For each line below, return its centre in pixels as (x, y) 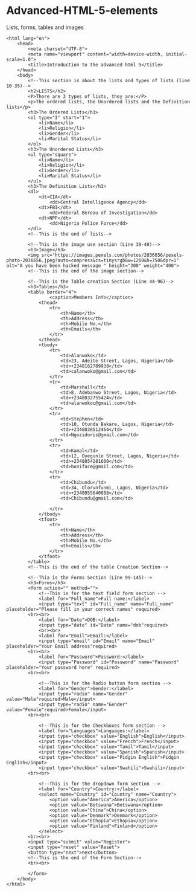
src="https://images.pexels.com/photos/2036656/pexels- (113, 255)
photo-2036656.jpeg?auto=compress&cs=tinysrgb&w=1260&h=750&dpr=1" (93, 260)
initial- (176, 54)
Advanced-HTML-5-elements (82, 11)
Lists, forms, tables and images (45, 27)
